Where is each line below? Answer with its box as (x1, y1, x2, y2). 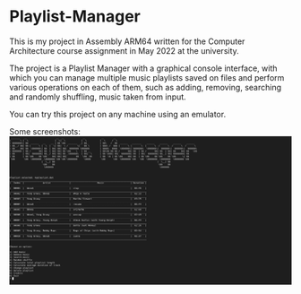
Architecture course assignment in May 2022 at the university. (9, 45, 239, 56)
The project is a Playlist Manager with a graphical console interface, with (9, 63, 278, 73)
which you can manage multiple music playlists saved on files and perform (9, 72, 285, 82)
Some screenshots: (9, 125, 81, 136)
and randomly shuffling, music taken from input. (9, 91, 186, 102)
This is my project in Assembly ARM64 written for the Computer (9, 36, 245, 47)
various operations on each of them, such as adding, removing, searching (9, 82, 282, 92)
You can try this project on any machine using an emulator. (9, 108, 227, 119)
